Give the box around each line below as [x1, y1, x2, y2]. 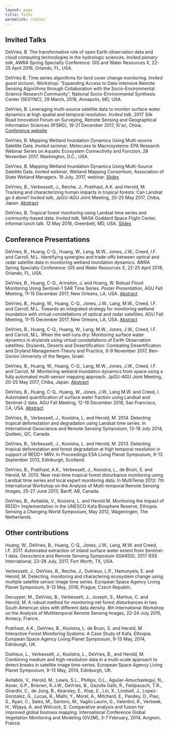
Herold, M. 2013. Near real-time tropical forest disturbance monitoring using [5, 472, 163, 478]
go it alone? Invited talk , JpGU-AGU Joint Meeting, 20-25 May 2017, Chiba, [5, 195, 160, 201]
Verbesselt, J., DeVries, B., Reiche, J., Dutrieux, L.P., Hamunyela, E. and [5, 568, 154, 574]
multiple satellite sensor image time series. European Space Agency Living [5, 578, 160, 584]
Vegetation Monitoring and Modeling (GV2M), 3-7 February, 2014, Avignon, [5, 714, 161, 720]
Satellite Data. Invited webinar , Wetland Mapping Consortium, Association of [5, 169, 164, 175]
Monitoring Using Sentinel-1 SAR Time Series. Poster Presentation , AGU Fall [5, 285, 163, 291]
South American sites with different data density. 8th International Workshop [5, 605, 164, 611]
